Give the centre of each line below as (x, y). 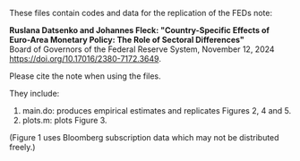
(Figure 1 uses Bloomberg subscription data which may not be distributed (144, 137)
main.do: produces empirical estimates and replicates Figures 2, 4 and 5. (157, 110)
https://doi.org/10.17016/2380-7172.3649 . (85, 59)
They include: (34, 93)
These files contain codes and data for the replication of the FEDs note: (141, 13)
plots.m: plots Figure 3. (64, 120)
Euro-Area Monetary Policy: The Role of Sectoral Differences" (127, 40)
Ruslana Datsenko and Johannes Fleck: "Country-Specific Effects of (140, 30)
